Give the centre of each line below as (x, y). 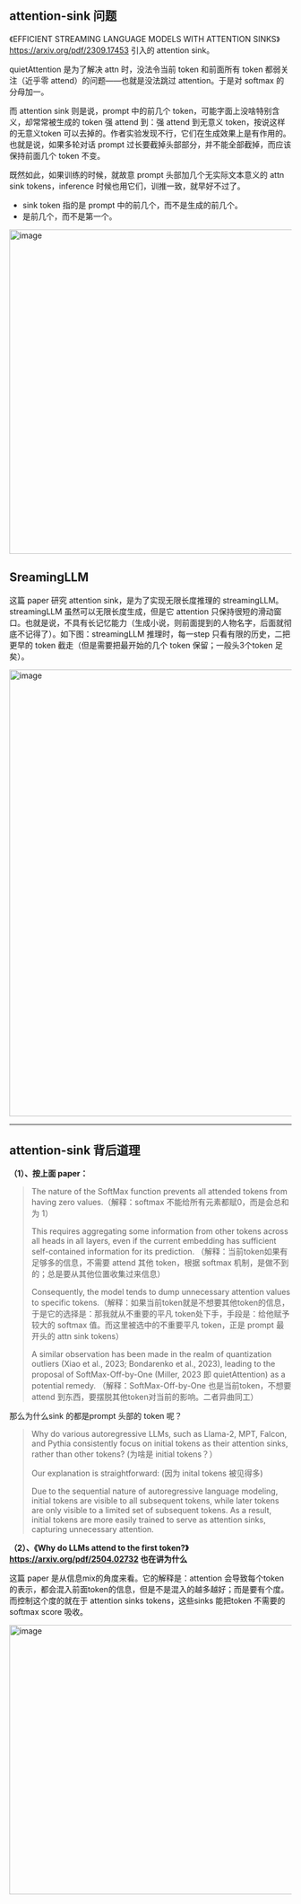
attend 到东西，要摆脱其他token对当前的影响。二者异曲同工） (145, 1397)
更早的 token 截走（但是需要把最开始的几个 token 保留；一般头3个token (141, 645)
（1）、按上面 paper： (49, 1174)
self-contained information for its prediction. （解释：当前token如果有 (159, 1252)
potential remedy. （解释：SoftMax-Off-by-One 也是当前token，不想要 (161, 1386)
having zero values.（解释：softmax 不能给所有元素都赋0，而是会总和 (160, 1203)
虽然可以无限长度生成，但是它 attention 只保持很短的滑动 (169, 611)
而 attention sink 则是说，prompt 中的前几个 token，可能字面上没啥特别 (141, 110)
